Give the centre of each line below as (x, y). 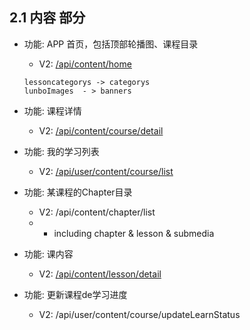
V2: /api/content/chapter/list (97, 212)
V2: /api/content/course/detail (101, 130)
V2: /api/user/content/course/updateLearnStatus (139, 314)
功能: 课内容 (48, 254)
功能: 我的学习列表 (61, 151)
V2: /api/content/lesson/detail (100, 274)
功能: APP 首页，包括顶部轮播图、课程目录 (111, 44)
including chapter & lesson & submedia (134, 233)
